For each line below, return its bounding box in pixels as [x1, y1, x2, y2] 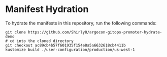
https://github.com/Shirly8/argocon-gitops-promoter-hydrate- [27, 29, 162, 34]
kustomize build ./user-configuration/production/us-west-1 [5, 47, 136, 52]
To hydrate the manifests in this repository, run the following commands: [5, 20, 157, 26]
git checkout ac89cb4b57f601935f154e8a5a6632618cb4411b [5, 42, 126, 48]
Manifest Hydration [5, 3, 89, 15]
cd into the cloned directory [10, 38, 74, 43]
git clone [5, 29, 26, 34]
